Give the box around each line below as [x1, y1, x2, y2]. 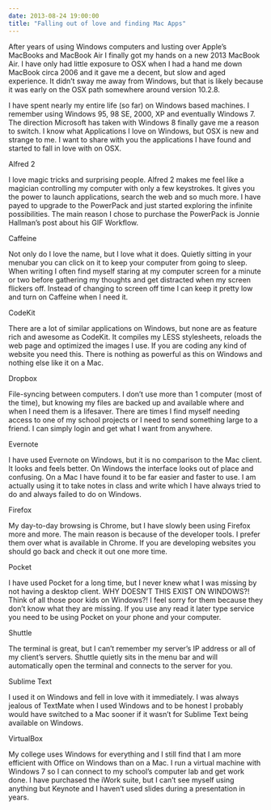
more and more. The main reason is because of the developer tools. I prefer [8, 529, 260, 539]
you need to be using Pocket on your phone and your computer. [8, 612, 222, 621]
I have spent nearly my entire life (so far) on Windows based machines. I [8, 100, 249, 110]
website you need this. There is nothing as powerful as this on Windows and [8, 349, 263, 358]
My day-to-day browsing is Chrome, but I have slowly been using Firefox [8, 520, 251, 530]
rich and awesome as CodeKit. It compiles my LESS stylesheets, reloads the [8, 332, 262, 341]
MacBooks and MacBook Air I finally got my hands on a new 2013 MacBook [8, 50, 260, 60]
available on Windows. [8, 718, 83, 727]
